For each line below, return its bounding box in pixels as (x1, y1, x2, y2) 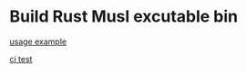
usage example (9, 36, 67, 47)
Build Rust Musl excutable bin (9, 6, 239, 27)
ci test (9, 53, 33, 64)
